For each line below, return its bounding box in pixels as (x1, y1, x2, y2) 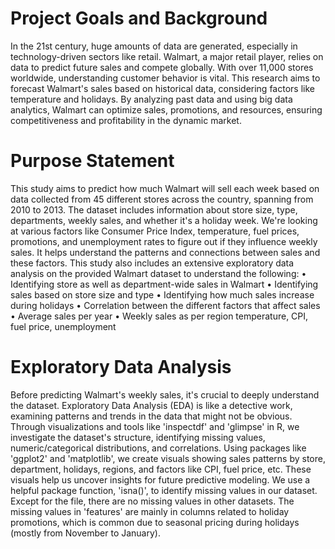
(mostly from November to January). (10, 527, 161, 539)
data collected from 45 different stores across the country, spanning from (10, 193, 314, 205)
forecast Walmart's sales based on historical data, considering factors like (10, 82, 315, 94)
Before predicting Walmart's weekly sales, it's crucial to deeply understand (10, 388, 320, 401)
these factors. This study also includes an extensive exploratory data (10, 257, 295, 269)
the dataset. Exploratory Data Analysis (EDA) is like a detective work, (10, 399, 293, 411)
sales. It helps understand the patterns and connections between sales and (10, 246, 321, 258)
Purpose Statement (10, 150, 175, 172)
